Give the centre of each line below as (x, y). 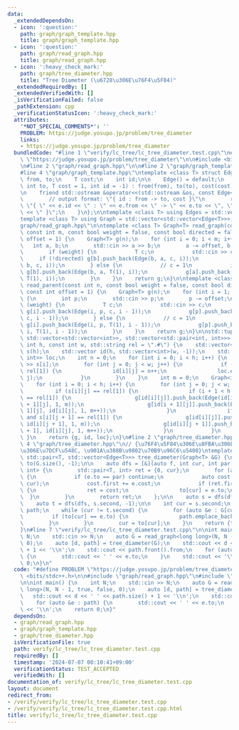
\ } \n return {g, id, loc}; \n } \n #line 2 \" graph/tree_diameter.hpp (127, 437)
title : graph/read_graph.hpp (63, 60)
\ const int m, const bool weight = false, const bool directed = (121, 232)
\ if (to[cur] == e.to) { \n (75, 517)
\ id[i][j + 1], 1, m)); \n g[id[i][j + (110, 424)
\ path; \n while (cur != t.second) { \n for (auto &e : (119, 510)
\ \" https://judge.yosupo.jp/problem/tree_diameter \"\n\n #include (121, 160)
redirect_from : (30, 695)
